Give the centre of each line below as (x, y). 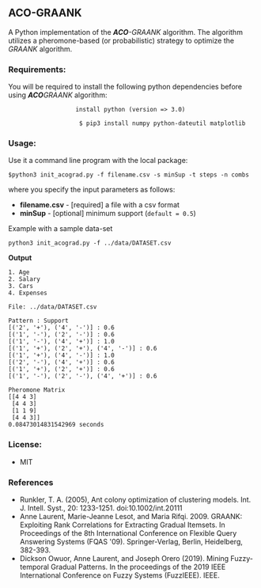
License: (25, 445)
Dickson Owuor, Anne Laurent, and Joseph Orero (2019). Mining (124, 558)
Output (20, 258)
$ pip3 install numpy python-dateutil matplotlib (162, 123)
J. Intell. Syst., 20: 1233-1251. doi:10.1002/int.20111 (101, 508)
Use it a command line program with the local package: (98, 161)
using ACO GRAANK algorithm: (58, 95)
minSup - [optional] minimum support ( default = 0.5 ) (108, 214)
